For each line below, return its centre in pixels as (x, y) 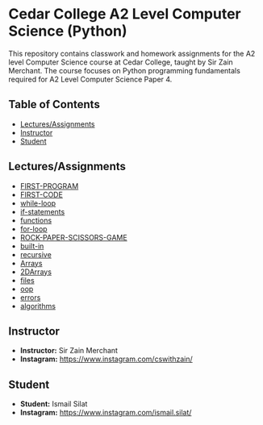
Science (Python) (68, 31)
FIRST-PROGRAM (49, 185)
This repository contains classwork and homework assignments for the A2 (132, 53)
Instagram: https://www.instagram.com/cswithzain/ (106, 359)
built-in (32, 246)
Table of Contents (54, 104)
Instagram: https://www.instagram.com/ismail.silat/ (106, 413)
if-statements (42, 211)
